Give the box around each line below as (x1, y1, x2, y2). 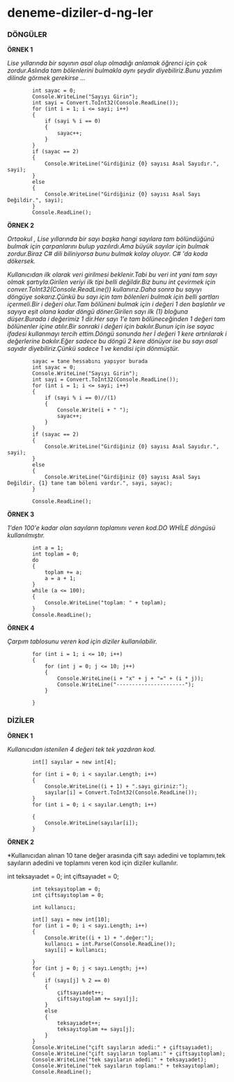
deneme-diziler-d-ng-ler (7, 5, 154, 21)
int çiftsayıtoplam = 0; (32, 891, 104, 899)
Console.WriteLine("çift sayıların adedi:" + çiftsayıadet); (32, 1044, 214, 1051)
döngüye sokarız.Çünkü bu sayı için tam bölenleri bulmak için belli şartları (7, 292, 219, 301)
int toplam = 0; (32, 551, 79, 558)
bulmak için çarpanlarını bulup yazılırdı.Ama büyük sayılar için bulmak (7, 242, 210, 251)
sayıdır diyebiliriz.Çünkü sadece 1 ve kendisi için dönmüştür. (7, 345, 180, 353)
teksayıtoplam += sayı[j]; (56, 1026, 136, 1033)
